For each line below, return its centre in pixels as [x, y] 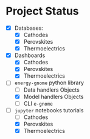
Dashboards [30, 55]
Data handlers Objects [51, 90]
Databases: [29, 28]
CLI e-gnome [38, 103]
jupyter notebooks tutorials [49, 110]
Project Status [43, 11]
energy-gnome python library [49, 83]
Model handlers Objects [54, 97]
